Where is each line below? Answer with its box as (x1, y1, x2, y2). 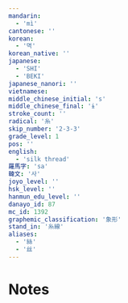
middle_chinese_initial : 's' (8, 95, 106, 103)
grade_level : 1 (8, 132, 60, 140)
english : (8, 147, 38, 156)
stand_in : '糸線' (8, 223, 64, 231)
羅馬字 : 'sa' (8, 163, 48, 171)
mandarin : (8, 11, 42, 20)
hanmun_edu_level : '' (8, 192, 81, 201)
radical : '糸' (8, 117, 55, 126)
